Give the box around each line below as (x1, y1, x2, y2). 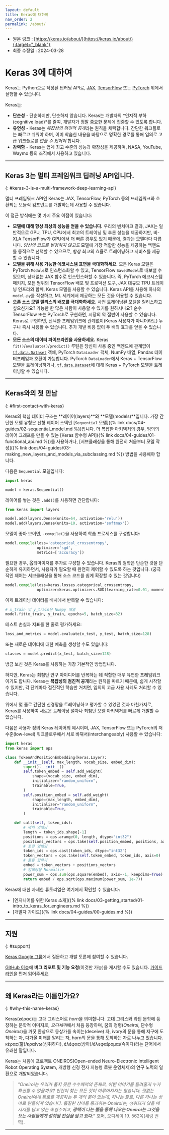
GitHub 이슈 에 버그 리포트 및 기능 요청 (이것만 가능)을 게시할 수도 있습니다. (5, 964, 149, 971)
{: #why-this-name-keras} (5, 1005, 59, 1011)
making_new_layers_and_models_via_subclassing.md (5, 451, 116, 457)
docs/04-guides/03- (28, 444, 71, 450)
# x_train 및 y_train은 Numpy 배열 (5, 607, 75, 612)
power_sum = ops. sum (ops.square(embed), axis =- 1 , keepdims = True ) (23, 872, 163, 877)
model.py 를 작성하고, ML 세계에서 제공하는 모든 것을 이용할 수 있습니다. (12, 293, 152, 298)
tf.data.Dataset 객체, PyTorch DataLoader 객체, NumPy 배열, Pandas (12, 349, 153, 355)
